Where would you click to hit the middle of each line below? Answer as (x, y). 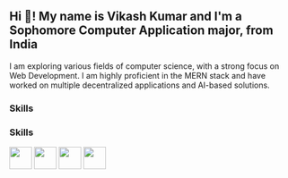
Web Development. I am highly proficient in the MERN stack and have (138, 75)
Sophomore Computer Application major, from (141, 31)
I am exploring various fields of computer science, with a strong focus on (144, 66)
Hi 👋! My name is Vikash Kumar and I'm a (126, 17)
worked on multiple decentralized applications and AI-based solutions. (140, 85)
